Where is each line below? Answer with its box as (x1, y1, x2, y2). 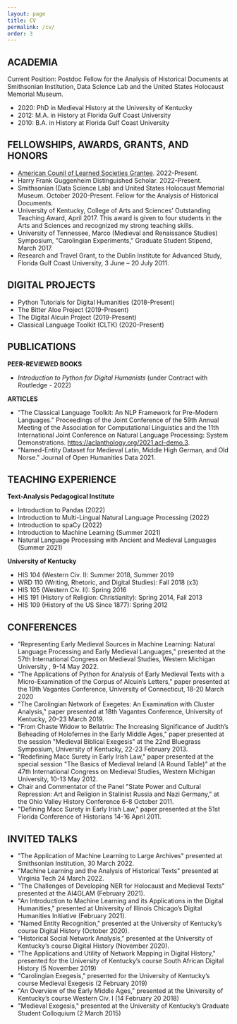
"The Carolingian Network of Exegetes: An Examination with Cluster (17, 700, 215, 709)
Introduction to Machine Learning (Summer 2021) (17, 529, 161, 537)
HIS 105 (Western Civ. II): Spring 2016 (17, 586, 127, 594)
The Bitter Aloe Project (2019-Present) (17, 305, 129, 314)
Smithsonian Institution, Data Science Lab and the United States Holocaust (7, 83, 224, 91)
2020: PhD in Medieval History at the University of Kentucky (17, 104, 193, 112)
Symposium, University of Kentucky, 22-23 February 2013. (17, 745, 188, 754)
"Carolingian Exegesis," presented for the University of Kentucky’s (17, 971, 210, 980)
